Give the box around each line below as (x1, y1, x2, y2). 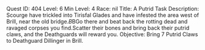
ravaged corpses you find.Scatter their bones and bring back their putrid (6, 24, 190, 31)
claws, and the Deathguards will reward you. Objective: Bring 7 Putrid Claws (6, 31, 198, 38)
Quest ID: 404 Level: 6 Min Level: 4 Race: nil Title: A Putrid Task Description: (6, 5, 199, 12)
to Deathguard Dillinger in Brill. (6, 37, 84, 44)
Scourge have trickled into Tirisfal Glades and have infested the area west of (6, 11, 199, 19)
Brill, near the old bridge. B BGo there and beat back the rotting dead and (6, 18, 188, 25)
